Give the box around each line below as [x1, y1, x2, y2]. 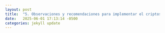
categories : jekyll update [5, 20, 60, 26]
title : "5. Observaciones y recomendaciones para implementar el [5, 12, 144, 16]
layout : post [5, 7, 32, 12]
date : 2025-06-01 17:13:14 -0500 [5, 16, 78, 21]
